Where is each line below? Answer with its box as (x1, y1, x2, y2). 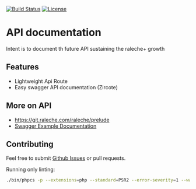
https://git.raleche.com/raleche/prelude (14, 116, 110, 123)
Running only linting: (6, 166, 55, 173)
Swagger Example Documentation (14, 123, 97, 129)
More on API (6, 101, 52, 111)
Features (6, 62, 39, 72)
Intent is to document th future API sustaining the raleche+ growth (6, 45, 165, 52)
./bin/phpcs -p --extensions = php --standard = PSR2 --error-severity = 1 (6, 177, 179, 183)
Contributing (6, 139, 54, 149)
